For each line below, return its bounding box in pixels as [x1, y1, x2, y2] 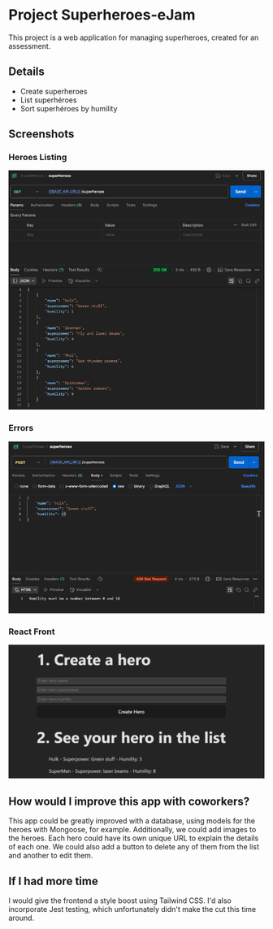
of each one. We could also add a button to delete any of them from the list [8, 842, 260, 852]
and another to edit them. [8, 851, 93, 861]
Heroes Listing [8, 152, 67, 163]
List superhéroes [19, 95, 77, 105]
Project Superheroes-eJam [8, 6, 196, 24]
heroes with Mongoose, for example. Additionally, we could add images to [8, 825, 257, 835]
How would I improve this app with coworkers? [8, 794, 250, 808]
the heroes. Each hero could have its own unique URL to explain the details [8, 833, 259, 843]
